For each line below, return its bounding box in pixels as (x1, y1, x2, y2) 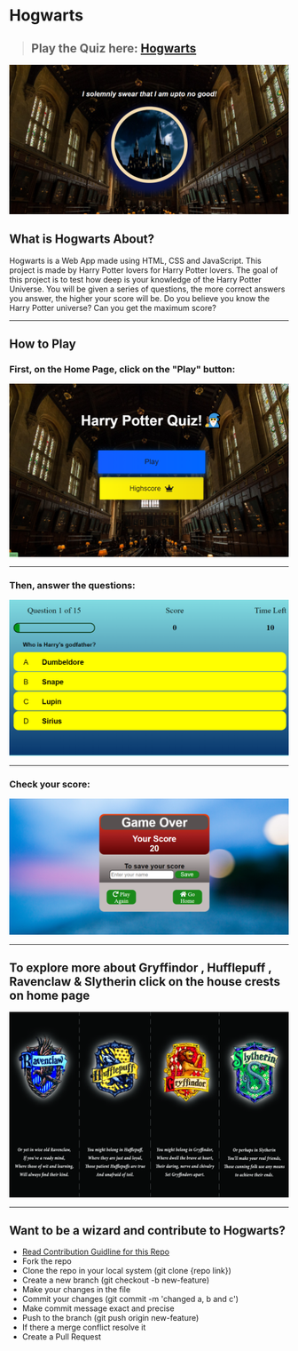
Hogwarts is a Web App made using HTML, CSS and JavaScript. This (9, 255, 262, 266)
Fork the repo (21, 1256, 73, 1267)
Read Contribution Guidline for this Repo (21, 1246, 170, 1258)
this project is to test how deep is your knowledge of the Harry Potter (9, 274, 262, 284)
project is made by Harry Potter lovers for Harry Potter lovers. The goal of (9, 264, 278, 276)
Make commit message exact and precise (21, 1303, 175, 1314)
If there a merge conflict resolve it (21, 1322, 146, 1333)
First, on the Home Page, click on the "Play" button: (9, 363, 236, 375)
